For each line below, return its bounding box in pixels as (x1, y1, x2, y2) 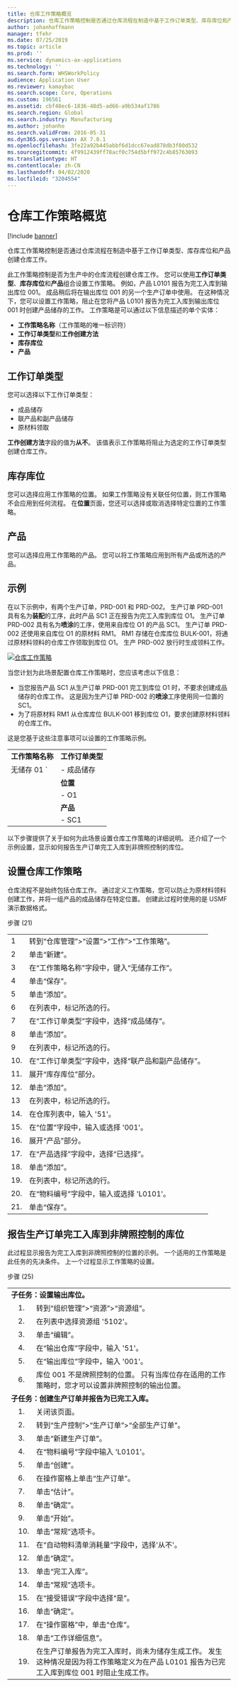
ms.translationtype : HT (7, 155, 78, 163)
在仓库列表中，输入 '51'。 (29, 1109, 115, 1119)
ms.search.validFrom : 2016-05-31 (7, 129, 106, 136)
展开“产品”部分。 (29, 1135, 86, 1145)
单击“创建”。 (36, 1460, 79, 1470)
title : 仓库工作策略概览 (7, 10, 72, 18)
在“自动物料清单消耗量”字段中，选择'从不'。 (36, 1540, 182, 1550)
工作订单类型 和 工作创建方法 (17, 330, 99, 338)
